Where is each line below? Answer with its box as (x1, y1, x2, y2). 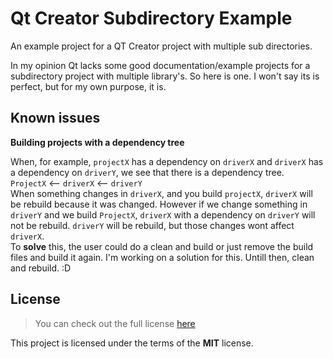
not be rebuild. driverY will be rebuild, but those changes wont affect (10, 219, 295, 231)
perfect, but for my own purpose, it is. (10, 80, 167, 92)
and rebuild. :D (10, 262, 72, 274)
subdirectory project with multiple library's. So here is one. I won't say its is (10, 70, 320, 82)
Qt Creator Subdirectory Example (10, 7, 293, 30)
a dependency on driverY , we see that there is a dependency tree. (10, 166, 285, 178)
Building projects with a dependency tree (10, 136, 185, 148)
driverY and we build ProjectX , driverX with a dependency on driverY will (10, 208, 316, 221)
